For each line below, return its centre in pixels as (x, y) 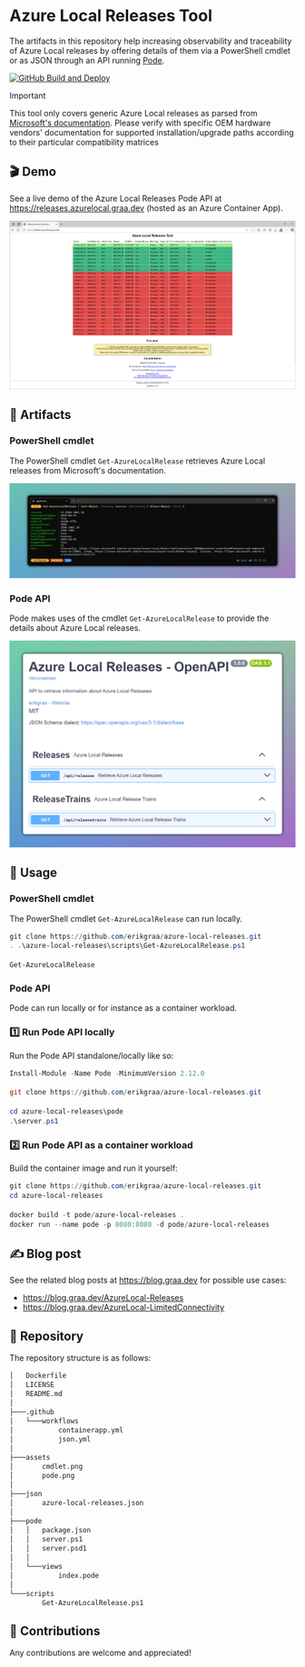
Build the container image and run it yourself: (94, 1168)
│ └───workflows (44, 1422)
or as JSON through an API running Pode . (87, 60)
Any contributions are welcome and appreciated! (101, 1653)
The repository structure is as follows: (80, 1358)
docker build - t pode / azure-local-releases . (97, 1214)
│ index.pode (54, 1576)
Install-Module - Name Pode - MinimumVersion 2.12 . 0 (107, 1073)
